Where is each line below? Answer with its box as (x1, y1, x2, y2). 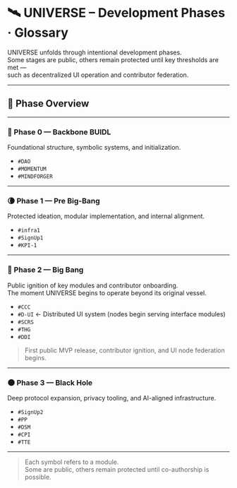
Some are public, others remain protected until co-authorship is (24, 465, 209, 473)
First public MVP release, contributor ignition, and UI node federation (24, 346, 225, 355)
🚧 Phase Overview (7, 97, 90, 109)
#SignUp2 (17, 408, 44, 416)
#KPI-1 (17, 242, 37, 249)
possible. (24, 472, 51, 481)
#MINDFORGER (17, 173, 53, 180)
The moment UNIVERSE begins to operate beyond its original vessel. (7, 288, 207, 297)
